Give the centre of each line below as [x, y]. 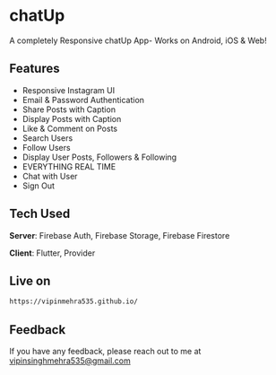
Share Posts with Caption [69, 109]
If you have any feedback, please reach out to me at [105, 352]
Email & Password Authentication [83, 100]
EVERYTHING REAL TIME [69, 166]
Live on [30, 280]
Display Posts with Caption [72, 118]
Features [34, 69]
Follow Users [46, 147]
